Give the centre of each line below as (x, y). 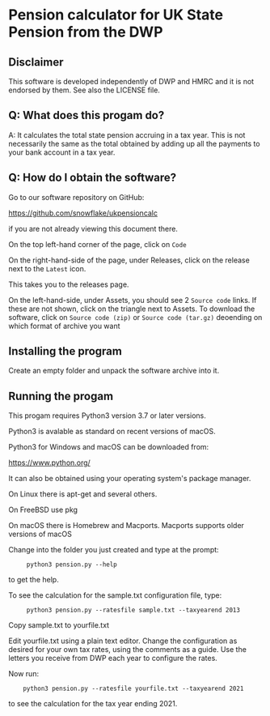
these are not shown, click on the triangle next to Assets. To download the (132, 309)
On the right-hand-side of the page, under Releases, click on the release (129, 260)
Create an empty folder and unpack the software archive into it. (114, 371)
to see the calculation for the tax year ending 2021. (93, 704)
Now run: (23, 674)
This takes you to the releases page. (69, 284)
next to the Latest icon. (47, 268)
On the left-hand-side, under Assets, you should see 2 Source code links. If (133, 300)
